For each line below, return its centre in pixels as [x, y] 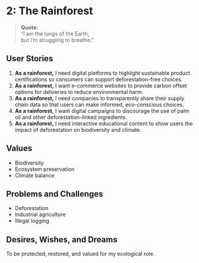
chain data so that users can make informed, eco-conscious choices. [99, 104]
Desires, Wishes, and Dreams [62, 240]
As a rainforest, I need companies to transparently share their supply [99, 98]
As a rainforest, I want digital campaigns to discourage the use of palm [102, 110]
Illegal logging [32, 221]
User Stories [30, 58]
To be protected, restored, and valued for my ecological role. [80, 254]
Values [19, 149]
